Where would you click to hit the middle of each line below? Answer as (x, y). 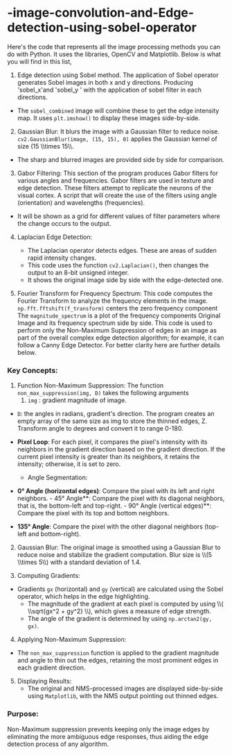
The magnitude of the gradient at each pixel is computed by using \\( (125, 604)
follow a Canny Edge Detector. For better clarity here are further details (118, 345)
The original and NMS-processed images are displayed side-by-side (125, 688)
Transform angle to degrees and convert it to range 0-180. (100, 429)
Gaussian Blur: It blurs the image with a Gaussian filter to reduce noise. (118, 131)
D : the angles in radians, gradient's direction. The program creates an (116, 414)
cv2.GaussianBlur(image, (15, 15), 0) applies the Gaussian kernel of (117, 139)
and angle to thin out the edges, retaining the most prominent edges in (118, 661)
